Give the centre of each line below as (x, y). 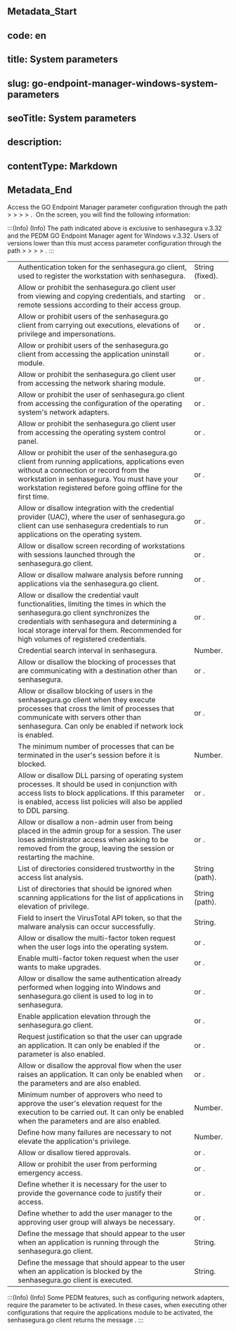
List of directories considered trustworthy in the (96, 868)
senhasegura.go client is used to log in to (85, 996)
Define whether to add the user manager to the (95, 1213)
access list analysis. (51, 877)
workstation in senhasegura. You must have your (98, 479)
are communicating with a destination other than (98, 670)
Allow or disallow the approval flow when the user (100, 1065)
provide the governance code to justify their (90, 1193)
